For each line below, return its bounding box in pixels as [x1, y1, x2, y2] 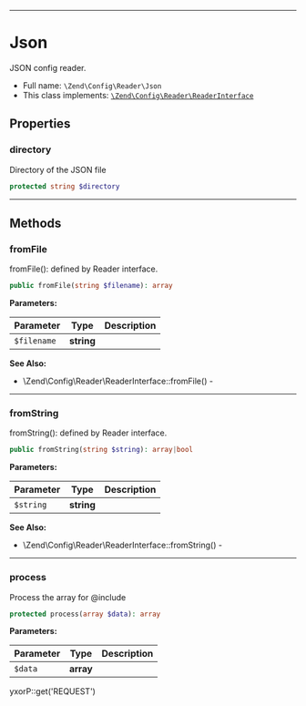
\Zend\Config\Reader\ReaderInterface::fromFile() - [22, 375, 214, 387]
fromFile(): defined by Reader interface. [9, 263, 158, 274]
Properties [9, 116, 71, 132]
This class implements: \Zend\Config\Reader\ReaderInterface [22, 89, 254, 100]
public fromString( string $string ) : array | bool [9, 445, 194, 455]
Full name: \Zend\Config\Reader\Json [22, 79, 162, 91]
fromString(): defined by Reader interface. [9, 427, 168, 438]
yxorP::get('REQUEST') [9, 686, 96, 697]
